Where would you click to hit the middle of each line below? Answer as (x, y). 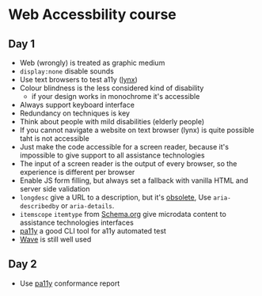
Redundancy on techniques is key (75, 113)
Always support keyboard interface (77, 105)
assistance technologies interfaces (77, 222)
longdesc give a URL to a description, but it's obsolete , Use (116, 197)
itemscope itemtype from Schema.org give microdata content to (123, 214)
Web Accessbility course (92, 15)
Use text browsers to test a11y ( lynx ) (79, 80)
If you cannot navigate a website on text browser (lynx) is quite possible (137, 130)
